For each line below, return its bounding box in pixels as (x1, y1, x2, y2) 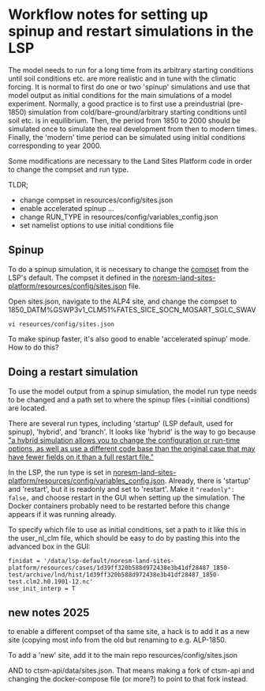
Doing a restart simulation (8, 365, 139, 379)
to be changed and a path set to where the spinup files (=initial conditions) (8, 395, 250, 404)
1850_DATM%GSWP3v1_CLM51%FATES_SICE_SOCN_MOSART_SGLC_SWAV (8, 304, 256, 314)
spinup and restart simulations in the (8, 22, 254, 40)
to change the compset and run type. (8, 164, 129, 174)
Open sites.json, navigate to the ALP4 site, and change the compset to (8, 296, 237, 306)
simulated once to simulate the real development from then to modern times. (8, 124, 257, 134)
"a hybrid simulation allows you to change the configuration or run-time (8, 435, 241, 444)
